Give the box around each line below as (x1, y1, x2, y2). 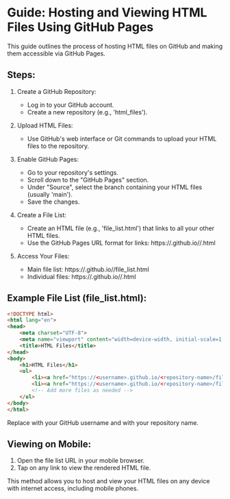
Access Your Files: (16, 252, 70, 260)
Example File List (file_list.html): (7, 293, 147, 304)
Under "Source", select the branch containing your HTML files (27, 183, 203, 191)
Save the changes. (27, 197, 80, 206)
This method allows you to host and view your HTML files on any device (7, 477, 210, 485)
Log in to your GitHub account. (27, 101, 114, 109)
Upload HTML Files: (16, 121, 73, 130)
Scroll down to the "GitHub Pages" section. (27, 175, 149, 184)
